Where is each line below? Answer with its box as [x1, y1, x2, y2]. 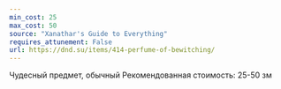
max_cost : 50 [9, 21, 57, 30]
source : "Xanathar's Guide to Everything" [9, 29, 168, 38]
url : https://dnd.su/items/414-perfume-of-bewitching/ [9, 46, 216, 55]
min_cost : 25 [9, 12, 57, 22]
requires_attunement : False [9, 37, 113, 47]
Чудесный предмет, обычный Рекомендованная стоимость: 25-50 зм [9, 70, 272, 80]
